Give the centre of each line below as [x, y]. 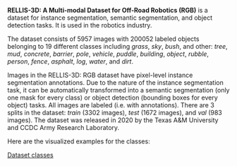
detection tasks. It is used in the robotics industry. [80, 25]
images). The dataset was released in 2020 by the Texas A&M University [113, 120]
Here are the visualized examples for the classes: [79, 141]
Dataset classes [31, 155]
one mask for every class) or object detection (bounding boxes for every [113, 97]
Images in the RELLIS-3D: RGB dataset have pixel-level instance [100, 75]
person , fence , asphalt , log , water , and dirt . [71, 61]
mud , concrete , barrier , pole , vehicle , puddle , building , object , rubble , [108, 54]
